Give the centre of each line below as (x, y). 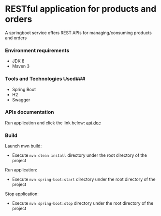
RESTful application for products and (81, 9)
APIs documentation (29, 112)
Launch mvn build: (23, 146)
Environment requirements (37, 50)
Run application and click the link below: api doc (53, 123)
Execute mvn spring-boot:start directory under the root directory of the (84, 179)
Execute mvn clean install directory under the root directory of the (80, 155)
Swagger (21, 100)
